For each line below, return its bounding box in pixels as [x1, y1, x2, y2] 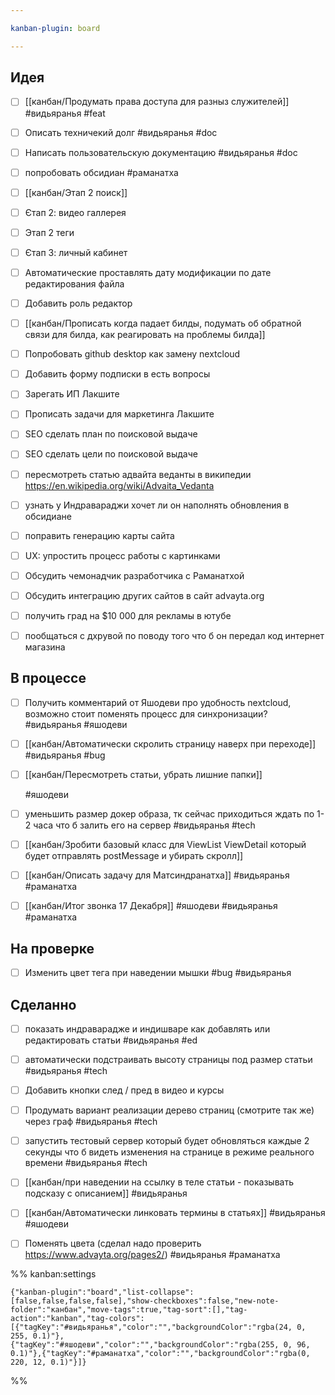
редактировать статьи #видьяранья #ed [24, 1034, 198, 1046]
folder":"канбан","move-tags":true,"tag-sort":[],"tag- [10, 1305, 248, 1315]
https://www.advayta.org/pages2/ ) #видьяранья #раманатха [24, 1249, 281, 1261]
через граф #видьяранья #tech [24, 1116, 158, 1128]
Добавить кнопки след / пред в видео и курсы [24, 1084, 225, 1096]
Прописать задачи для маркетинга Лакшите [24, 408, 215, 420]
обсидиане [24, 510, 72, 522]
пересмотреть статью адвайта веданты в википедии [24, 468, 252, 480]
